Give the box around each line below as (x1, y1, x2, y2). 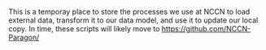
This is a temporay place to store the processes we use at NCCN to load (8, 7, 251, 16)
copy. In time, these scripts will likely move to (8, 24, 160, 33)
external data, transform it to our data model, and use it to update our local (8, 15, 259, 25)
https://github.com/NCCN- (161, 24, 251, 33)
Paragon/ (8, 32, 40, 42)
